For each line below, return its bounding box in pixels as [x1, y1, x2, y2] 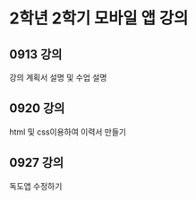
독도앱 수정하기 [9, 180, 63, 191]
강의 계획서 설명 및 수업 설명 [9, 73, 107, 83]
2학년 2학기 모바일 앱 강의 [9, 8, 189, 29]
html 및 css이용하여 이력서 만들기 [9, 126, 127, 137]
